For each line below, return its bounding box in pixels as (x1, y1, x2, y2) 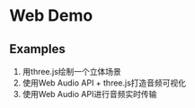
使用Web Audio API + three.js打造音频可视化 (22, 77, 187, 88)
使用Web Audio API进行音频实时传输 (22, 89, 157, 99)
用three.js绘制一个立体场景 (22, 67, 121, 76)
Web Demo (9, 5, 93, 26)
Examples (9, 41, 66, 57)
